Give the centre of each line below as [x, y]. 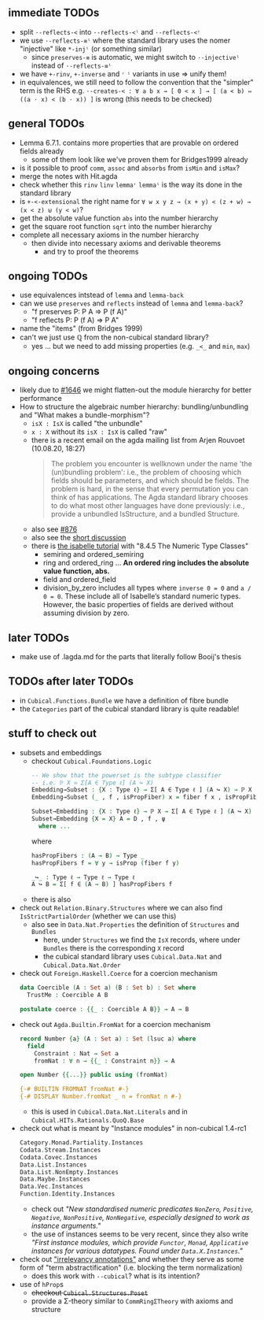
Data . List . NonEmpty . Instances [69, 1172]
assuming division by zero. [86, 613]
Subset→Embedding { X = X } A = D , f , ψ [98, 819]
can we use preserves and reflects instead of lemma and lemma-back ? [131, 303]
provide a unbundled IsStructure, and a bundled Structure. [145, 514]
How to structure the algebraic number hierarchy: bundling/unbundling [134, 407]
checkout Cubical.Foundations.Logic [91, 761]
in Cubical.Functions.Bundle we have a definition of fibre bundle [124, 700]
